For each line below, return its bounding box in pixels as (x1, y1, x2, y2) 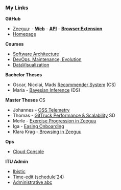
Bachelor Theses (5, 72, 42, 78)
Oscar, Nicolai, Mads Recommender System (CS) (12, 81, 116, 88)
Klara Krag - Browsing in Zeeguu (12, 129, 82, 135)
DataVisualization (12, 62, 50, 68)
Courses (5, 41, 24, 47)
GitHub (5, 16, 21, 22)
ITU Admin (5, 158, 29, 165)
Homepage (12, 31, 37, 37)
